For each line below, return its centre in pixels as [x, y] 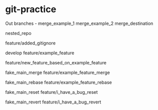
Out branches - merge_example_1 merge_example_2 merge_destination [79, 23]
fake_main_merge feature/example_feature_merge [58, 72]
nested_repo [18, 33]
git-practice [31, 9]
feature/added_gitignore [30, 43]
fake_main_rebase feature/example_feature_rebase [59, 82]
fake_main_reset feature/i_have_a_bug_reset [51, 92]
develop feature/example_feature [40, 53]
